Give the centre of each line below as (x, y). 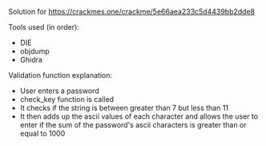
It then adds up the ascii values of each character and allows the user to (139, 116)
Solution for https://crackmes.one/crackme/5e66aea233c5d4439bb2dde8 (131, 12)
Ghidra (31, 60)
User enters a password (59, 91)
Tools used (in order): (44, 27)
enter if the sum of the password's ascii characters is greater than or (133, 125)
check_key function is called (67, 99)
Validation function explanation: (60, 75)
